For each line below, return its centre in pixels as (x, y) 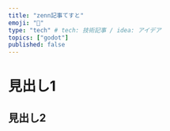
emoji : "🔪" (26, 23)
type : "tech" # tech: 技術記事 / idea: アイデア (85, 30)
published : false (37, 45)
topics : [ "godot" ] (38, 37)
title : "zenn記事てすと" (46, 15)
